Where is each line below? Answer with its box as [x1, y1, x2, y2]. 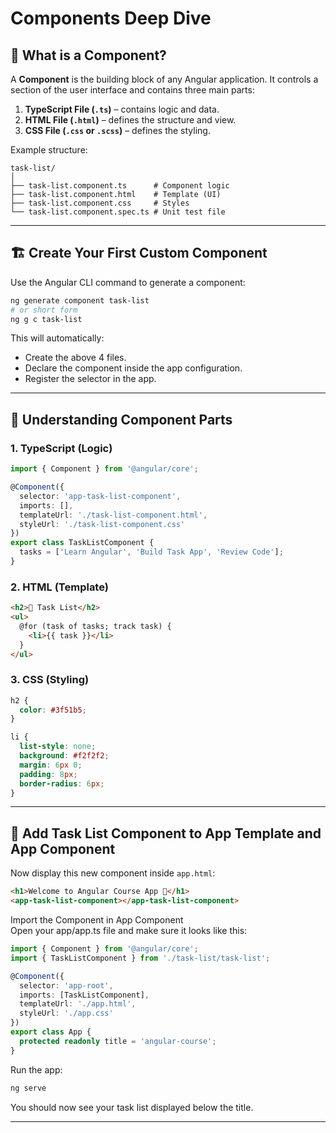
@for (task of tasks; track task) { [19, 621, 172, 631]
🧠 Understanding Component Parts [10, 411, 233, 428]
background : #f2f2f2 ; [19, 751, 110, 761]
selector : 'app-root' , [19, 980, 114, 991]
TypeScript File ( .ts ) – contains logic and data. [24, 103, 220, 115]
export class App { [10, 1027, 92, 1037]
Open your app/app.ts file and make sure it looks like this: [10, 925, 248, 937]
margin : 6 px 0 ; [19, 760, 83, 770]
